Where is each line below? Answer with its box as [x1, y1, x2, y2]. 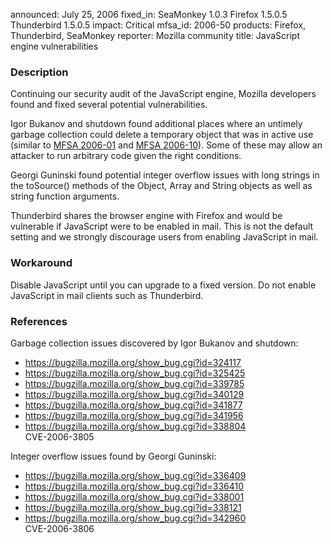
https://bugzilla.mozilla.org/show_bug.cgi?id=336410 [24, 480, 245, 492]
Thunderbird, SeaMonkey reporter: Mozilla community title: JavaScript [10, 30, 301, 41]
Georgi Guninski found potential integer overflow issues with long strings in [10, 169, 320, 181]
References [10, 314, 68, 328]
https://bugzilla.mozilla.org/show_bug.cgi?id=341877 [24, 399, 243, 411]
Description [10, 65, 69, 79]
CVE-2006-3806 [24, 522, 95, 534]
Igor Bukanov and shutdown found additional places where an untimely [10, 118, 303, 130]
